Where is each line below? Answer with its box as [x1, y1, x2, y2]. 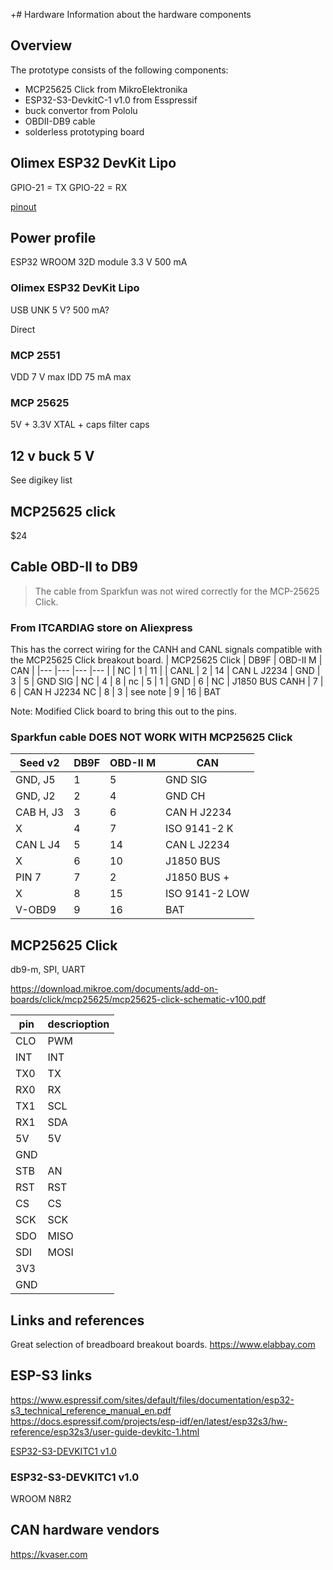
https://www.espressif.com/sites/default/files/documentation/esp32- [10, 1394, 295, 1406]
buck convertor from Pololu [24, 104, 138, 116]
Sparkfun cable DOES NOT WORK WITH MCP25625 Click [10, 730, 293, 744]
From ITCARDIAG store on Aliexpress [10, 620, 193, 634]
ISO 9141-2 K [165, 822, 234, 836]
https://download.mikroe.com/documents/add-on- [10, 983, 219, 995]
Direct [10, 323, 36, 335]
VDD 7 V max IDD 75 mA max [10, 371, 132, 383]
